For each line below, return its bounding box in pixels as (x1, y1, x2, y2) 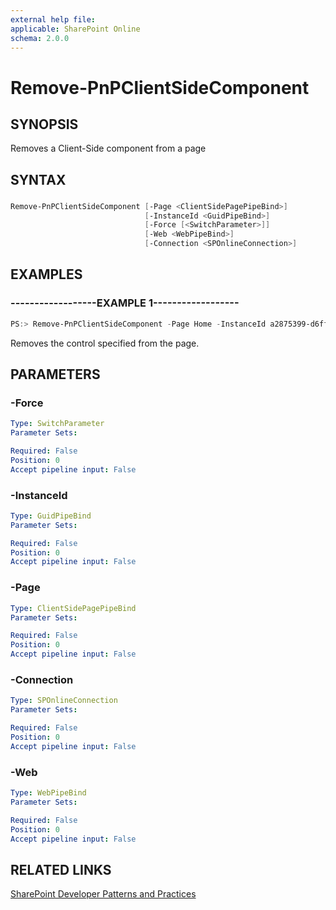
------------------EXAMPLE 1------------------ (10, 296, 240, 310)
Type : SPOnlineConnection (10, 696, 118, 706)
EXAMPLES (10, 266, 83, 283)
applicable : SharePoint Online (10, 24, 141, 34)
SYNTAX (10, 171, 67, 188)
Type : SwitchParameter (10, 419, 105, 429)
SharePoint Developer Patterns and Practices (10, 888, 197, 900)
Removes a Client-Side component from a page (10, 142, 207, 155)
